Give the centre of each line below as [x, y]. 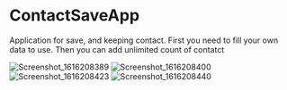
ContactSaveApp [75, 16]
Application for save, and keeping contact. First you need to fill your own [144, 40]
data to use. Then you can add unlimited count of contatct [117, 49]
